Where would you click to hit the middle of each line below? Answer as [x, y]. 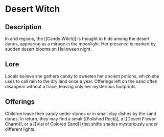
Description [23, 27]
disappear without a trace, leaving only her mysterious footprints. [71, 86]
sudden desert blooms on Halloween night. [48, 49]
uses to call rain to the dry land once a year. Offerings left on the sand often [81, 81]
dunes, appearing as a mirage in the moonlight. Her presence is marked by [80, 44]
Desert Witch [33, 9]
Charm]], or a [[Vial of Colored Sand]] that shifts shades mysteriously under [82, 124]
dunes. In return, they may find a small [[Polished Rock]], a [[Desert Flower [80, 118]
